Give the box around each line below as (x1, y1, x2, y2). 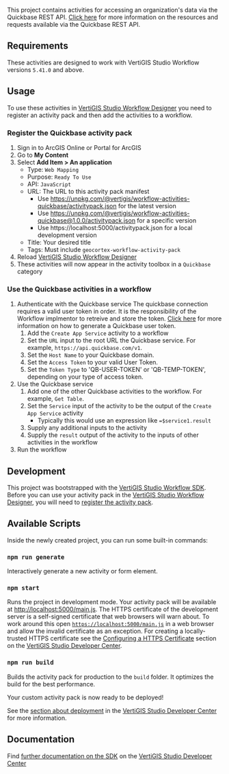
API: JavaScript (27, 179, 72, 188)
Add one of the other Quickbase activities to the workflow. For (27, 387, 202, 396)
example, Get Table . (27, 395, 84, 403)
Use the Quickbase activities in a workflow (7, 284, 152, 294)
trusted (7, 634, 27, 642)
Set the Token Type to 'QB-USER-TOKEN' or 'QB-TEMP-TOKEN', (27, 366, 206, 374)
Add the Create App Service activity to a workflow (27, 329, 169, 338)
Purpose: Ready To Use (27, 173, 92, 181)
